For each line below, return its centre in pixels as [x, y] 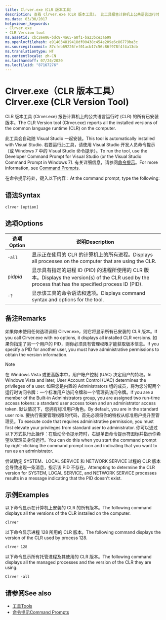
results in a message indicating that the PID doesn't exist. [63, 478]
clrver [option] [22, 207]
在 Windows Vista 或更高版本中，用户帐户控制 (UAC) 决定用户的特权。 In [78, 374]
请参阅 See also [28, 593]
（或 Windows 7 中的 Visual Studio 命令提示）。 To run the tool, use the [76, 151]
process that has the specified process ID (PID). [87, 284]
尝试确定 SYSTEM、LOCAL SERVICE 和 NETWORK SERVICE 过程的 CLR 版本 [83, 461]
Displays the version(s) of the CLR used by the [96, 277]
